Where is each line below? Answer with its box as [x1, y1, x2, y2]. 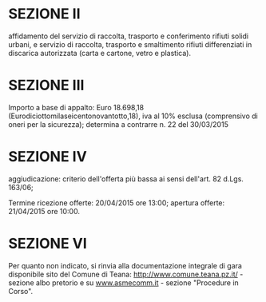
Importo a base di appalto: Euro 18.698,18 [8, 102, 145, 112]
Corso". [8, 286, 34, 296]
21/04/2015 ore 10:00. [8, 206, 80, 216]
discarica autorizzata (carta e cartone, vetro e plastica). [8, 48, 192, 58]
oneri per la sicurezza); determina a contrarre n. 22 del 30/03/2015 [8, 119, 229, 129]
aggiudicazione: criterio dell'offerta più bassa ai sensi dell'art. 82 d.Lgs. [8, 173, 244, 184]
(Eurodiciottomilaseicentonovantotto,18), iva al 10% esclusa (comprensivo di [8, 111, 258, 121]
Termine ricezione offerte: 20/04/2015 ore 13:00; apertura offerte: [8, 197, 225, 208]
